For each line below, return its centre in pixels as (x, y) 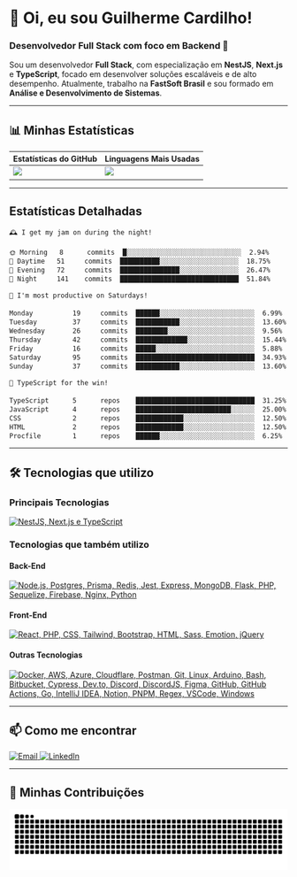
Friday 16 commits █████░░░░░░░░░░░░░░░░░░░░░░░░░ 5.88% (146, 349)
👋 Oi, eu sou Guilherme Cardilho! (131, 18)
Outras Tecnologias (46, 655)
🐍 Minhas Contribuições (77, 792)
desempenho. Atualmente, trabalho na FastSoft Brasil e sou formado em (141, 84)
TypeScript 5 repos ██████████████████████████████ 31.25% (148, 401)
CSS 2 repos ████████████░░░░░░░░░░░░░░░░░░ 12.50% (148, 419)
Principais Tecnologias (59, 502)
